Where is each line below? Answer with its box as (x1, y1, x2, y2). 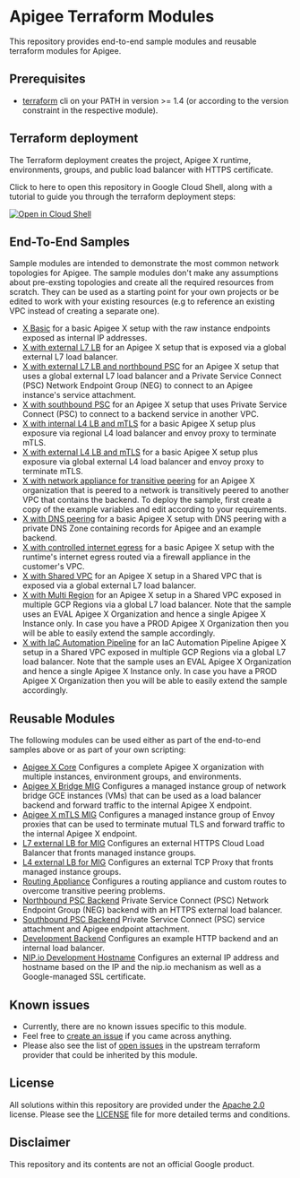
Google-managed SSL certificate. (21, 971, 146, 983)
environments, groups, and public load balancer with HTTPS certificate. (9, 164, 274, 175)
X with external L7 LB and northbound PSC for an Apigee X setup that (21, 361, 279, 372)
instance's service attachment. (21, 390, 137, 401)
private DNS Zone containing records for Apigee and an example (21, 523, 261, 534)
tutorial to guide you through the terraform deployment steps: (9, 191, 236, 202)
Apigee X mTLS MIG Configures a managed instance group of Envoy (21, 810, 276, 820)
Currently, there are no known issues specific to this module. (21, 1021, 247, 1032)
